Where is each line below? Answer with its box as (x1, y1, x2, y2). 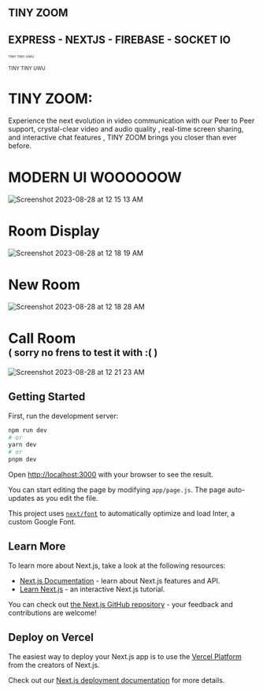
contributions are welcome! (8, 608, 97, 617)
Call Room (8, 330, 76, 347)
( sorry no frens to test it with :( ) (8, 346, 158, 359)
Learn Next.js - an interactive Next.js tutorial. (19, 584, 165, 594)
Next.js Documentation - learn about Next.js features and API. (19, 576, 220, 585)
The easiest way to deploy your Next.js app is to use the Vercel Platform (8, 651, 243, 661)
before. (8, 141, 32, 150)
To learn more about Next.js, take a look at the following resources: (8, 561, 226, 570)
